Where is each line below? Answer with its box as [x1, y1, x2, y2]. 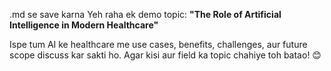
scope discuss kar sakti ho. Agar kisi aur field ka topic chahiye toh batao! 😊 [9, 49, 322, 61]
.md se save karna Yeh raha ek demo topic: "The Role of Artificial [9, 9, 282, 20]
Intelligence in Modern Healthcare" [9, 19, 159, 31]
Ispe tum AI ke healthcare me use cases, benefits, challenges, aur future [9, 39, 308, 50]
